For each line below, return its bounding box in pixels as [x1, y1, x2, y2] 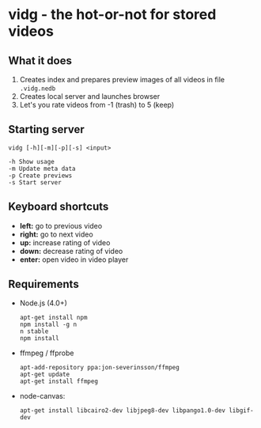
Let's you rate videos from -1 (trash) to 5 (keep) [19, 100, 175, 109]
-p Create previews [8, 172, 73, 180]
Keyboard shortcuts [8, 200, 109, 214]
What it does [8, 54, 73, 67]
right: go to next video [19, 229, 93, 239]
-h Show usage [8, 157, 55, 165]
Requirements [8, 278, 79, 291]
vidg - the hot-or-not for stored [8, 6, 217, 24]
